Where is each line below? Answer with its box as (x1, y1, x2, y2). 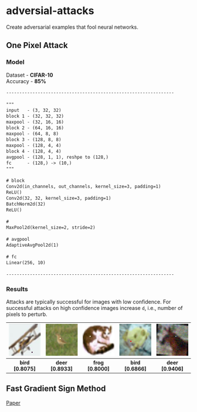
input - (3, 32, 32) (6, 107, 62, 113)
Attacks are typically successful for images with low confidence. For (6, 298, 171, 305)
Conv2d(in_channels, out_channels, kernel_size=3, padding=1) (6, 183, 161, 189)
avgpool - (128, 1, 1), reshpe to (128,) (6, 154, 109, 160)
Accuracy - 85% (6, 77, 47, 84)
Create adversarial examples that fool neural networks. (6, 23, 139, 30)
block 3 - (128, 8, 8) (6, 137, 62, 142)
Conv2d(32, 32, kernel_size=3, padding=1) (6, 195, 111, 201)
